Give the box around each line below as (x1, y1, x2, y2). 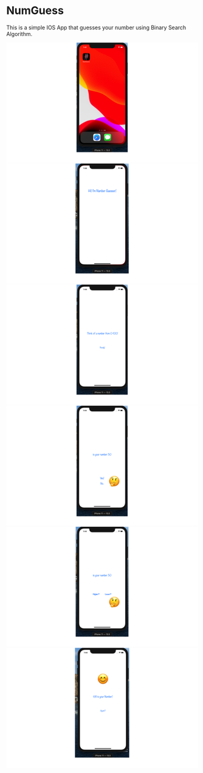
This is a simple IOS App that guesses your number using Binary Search (6, 24, 187, 31)
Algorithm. (6, 30, 32, 37)
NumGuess (6, 4, 64, 18)
